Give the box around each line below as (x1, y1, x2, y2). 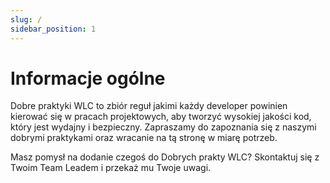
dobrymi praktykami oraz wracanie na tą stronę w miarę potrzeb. (10, 132, 278, 144)
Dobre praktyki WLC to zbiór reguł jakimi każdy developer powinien (10, 100, 288, 112)
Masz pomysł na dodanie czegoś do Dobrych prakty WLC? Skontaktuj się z (10, 151, 320, 163)
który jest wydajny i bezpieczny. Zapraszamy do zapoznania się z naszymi (10, 121, 317, 133)
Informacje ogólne (10, 67, 166, 90)
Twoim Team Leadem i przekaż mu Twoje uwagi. (10, 162, 212, 174)
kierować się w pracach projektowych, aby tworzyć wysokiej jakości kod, (10, 111, 312, 123)
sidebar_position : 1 (10, 24, 97, 34)
